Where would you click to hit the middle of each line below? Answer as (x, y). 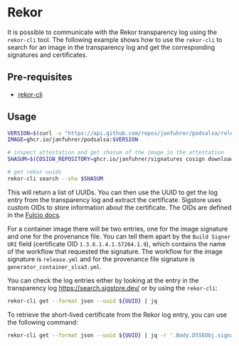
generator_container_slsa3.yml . (54, 266)
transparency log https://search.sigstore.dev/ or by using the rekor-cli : (113, 288)
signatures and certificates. (47, 55)
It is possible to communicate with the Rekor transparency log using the (112, 32)
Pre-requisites (40, 77)
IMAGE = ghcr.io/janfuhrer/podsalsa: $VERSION (73, 140)
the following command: (43, 322)
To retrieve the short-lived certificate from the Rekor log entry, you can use (117, 315)
